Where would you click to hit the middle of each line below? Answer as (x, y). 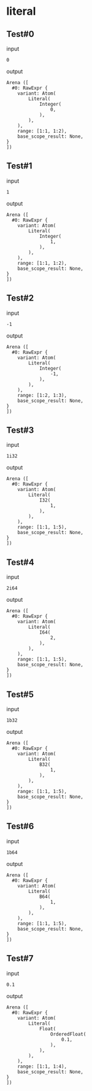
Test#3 (20, 431)
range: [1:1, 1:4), (42, 1066)
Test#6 (20, 826)
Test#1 (19, 166)
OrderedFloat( (68, 1034)
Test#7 (20, 959)
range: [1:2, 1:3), (42, 395)
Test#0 (21, 34)
